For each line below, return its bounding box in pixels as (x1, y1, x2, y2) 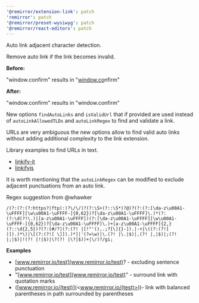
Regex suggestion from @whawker (6, 194, 92, 201)
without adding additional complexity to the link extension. (6, 135, 149, 142)
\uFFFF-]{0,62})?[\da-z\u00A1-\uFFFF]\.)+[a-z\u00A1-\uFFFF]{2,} (6, 221, 172, 227)
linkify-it (14, 158, 35, 165)
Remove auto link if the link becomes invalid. (6, 53, 116, 60)
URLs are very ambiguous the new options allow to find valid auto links (6, 129, 180, 136)
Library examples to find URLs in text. (6, 146, 98, 154)
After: (6, 88, 21, 95)
